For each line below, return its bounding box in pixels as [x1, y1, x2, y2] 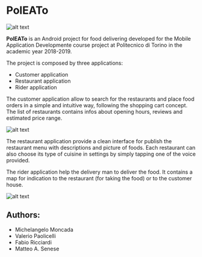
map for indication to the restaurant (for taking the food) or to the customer [6, 174, 192, 182]
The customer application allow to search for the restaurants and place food [6, 95, 195, 102]
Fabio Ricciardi [14, 238, 52, 246]
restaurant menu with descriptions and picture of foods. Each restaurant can [6, 144, 195, 151]
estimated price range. [6, 114, 63, 122]
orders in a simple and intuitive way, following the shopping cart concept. [6, 101, 188, 108]
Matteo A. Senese [14, 245, 60, 252]
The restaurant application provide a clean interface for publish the [6, 137, 173, 144]
